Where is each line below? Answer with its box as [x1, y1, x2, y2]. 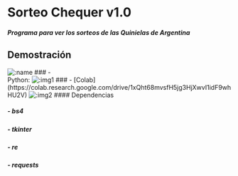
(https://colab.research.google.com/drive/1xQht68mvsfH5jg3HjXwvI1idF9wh [7, 83, 232, 91]
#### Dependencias [53, 90, 114, 99]
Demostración [7, 49, 72, 61]
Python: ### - [7, 76, 72, 84]
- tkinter [7, 125, 32, 133]
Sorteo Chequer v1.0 [7, 4, 131, 21]
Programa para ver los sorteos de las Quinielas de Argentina [7, 28, 190, 36]
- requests [7, 161, 39, 170]
